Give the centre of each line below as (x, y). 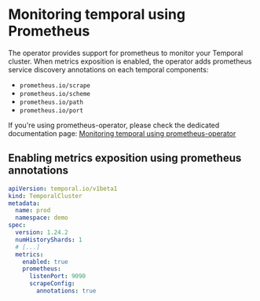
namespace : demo (42, 218)
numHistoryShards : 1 (49, 240)
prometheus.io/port (51, 110)
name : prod (33, 211)
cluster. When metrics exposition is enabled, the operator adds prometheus (130, 61)
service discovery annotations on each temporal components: (108, 69)
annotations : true (66, 291)
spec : (17, 226)
